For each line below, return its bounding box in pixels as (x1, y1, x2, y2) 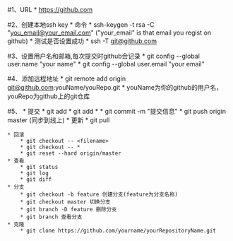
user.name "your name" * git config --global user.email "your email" (7, 60, 205, 68)
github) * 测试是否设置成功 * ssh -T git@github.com (7, 37, 157, 45)
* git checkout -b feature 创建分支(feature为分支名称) (20, 191, 179, 198)
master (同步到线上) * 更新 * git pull (7, 116, 110, 124)
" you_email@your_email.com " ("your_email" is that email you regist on (7, 28, 212, 37)
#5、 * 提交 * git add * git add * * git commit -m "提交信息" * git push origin (7, 107, 226, 115)
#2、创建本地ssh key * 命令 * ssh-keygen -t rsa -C (7, 20, 155, 29)
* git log (20, 170, 49, 177)
